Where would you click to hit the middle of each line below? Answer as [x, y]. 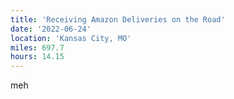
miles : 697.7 [37, 47]
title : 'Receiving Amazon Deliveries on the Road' [118, 19]
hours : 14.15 [37, 57]
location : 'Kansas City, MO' [71, 38]
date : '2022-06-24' [51, 29]
